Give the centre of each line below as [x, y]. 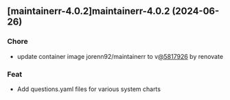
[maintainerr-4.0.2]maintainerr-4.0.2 [89, 11]
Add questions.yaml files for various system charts [89, 89]
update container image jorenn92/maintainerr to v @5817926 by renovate [120, 56]
